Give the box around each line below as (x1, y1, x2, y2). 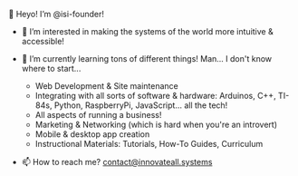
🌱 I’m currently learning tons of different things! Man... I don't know (21, 54, 273, 64)
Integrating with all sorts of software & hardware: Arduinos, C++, (34, 91, 277, 101)
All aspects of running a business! (34, 110, 162, 120)
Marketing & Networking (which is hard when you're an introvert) (34, 119, 278, 130)
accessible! (21, 36, 65, 46)
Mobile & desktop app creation (34, 129, 150, 140)
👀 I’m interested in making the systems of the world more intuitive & (21, 26, 274, 36)
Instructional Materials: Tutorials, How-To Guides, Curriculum (34, 139, 264, 149)
